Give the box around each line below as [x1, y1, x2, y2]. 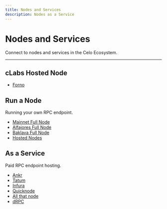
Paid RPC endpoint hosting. [5, 162, 61, 168]
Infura [12, 182, 25, 189]
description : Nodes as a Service [5, 12, 75, 17]
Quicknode [12, 188, 35, 194]
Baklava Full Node [12, 130, 50, 136]
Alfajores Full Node [12, 125, 52, 131]
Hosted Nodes [12, 135, 42, 141]
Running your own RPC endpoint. [5, 110, 73, 116]
